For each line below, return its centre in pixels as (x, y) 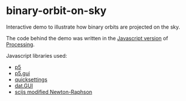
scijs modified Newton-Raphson (53, 92)
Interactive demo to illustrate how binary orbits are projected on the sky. (93, 27)
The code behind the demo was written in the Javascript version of (87, 38)
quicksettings (31, 79)
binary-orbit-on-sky (56, 11)
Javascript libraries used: (37, 55)
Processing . (21, 44)
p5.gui (22, 73)
